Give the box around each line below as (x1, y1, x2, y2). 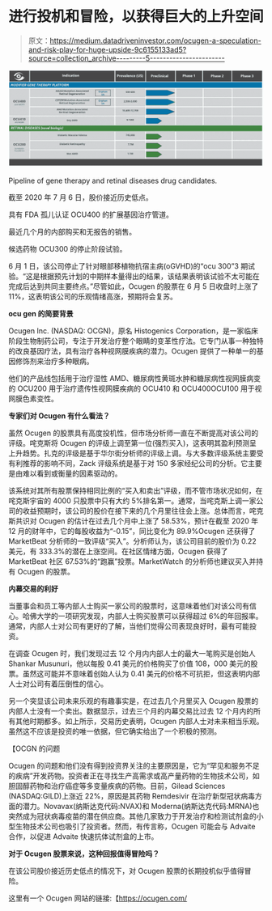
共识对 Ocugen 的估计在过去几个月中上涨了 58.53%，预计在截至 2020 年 (15, 516, 259, 526)
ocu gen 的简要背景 (8, 309, 74, 319)
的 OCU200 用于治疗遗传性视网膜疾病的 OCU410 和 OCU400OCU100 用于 (8, 383, 255, 393)
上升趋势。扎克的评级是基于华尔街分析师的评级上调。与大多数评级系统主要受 (8, 448, 264, 458)
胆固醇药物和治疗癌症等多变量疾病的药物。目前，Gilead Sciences (8, 782, 226, 791)
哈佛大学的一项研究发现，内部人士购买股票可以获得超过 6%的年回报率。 (22, 612, 263, 621)
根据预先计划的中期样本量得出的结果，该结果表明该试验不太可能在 (40, 272, 261, 282)
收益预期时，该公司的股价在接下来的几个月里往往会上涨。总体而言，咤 (22, 506, 257, 516)
